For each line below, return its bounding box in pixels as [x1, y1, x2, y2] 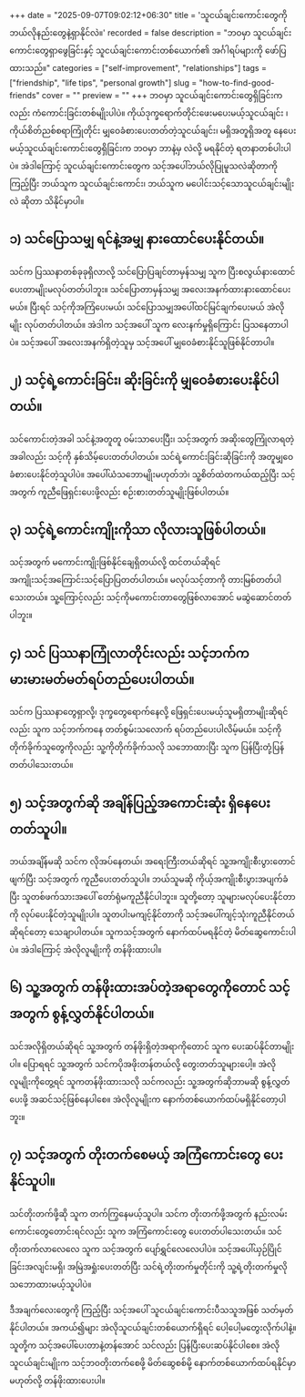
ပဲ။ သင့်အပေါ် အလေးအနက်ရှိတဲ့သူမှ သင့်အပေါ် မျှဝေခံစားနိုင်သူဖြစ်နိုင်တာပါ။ [9, 336, 275, 348]
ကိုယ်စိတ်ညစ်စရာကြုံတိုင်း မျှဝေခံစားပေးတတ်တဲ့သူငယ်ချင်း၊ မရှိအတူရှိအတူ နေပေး [9, 126, 297, 136]
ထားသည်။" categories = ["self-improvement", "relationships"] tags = [9, 63, 267, 73]
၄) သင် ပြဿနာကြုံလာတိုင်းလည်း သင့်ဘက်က [9, 646, 249, 661]
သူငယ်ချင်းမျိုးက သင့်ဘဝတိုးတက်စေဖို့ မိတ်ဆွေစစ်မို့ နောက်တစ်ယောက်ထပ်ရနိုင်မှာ [9, 1357, 297, 1368]
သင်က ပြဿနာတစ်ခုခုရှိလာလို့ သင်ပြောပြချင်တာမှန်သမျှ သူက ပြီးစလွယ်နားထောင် [9, 266, 296, 277]
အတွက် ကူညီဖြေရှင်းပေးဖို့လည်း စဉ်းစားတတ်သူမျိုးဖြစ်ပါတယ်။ [9, 486, 229, 497]
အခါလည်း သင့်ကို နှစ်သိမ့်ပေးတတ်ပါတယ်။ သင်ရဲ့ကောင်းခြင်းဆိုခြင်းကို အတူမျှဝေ [9, 451, 294, 462]
